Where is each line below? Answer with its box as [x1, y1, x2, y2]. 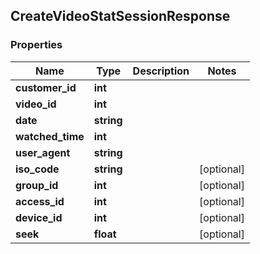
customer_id [15, 80, 77, 94]
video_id [15, 97, 57, 111]
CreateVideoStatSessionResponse [10, 8, 231, 25]
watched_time [15, 129, 85, 143]
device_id [15, 210, 63, 224]
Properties [10, 38, 63, 52]
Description [132, 64, 190, 78]
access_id [15, 194, 65, 208]
